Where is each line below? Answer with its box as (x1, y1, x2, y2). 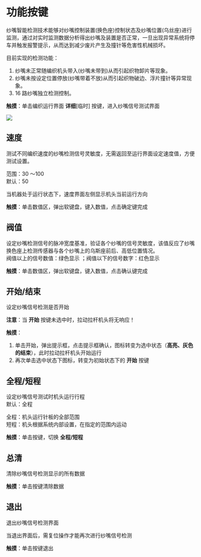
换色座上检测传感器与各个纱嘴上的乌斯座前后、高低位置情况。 (6, 247, 159, 254)
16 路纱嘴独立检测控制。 (14, 89, 75, 97)
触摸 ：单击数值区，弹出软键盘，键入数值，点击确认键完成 (6, 267, 148, 274)
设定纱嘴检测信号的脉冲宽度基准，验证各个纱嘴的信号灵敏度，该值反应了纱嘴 (6, 239, 195, 247)
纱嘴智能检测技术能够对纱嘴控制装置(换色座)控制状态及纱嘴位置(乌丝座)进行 (6, 26, 193, 34)
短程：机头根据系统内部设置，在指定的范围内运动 (6, 421, 127, 428)
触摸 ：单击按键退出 (6, 544, 54, 552)
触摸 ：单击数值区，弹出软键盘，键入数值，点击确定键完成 (6, 203, 148, 210)
